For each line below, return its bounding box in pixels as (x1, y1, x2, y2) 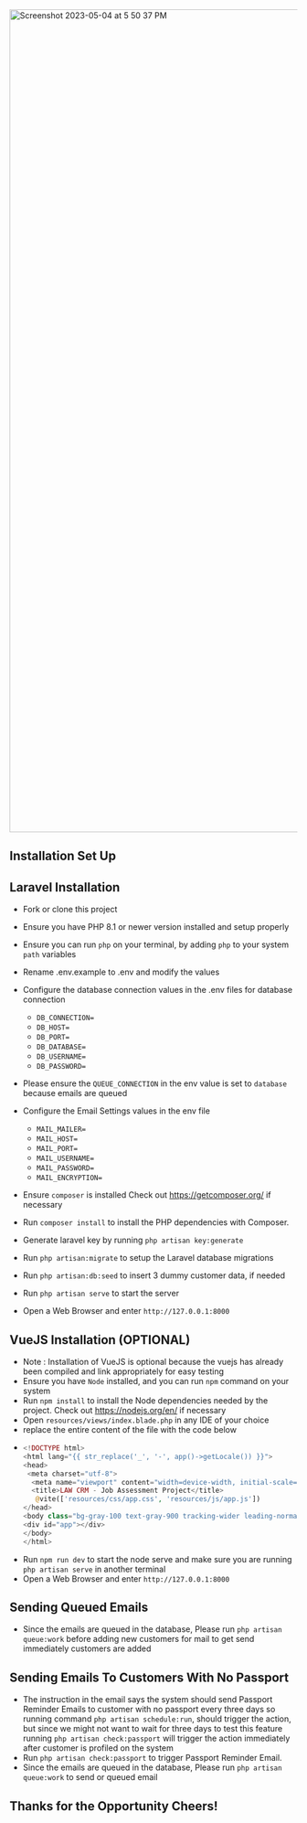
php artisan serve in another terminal (22, 1563, 166, 1574)
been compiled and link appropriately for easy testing (22, 1366, 224, 1377)
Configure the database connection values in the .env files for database (22, 985, 293, 996)
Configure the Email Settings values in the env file (22, 1105, 210, 1116)
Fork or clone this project (22, 904, 118, 915)
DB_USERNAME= (36, 1052, 87, 1061)
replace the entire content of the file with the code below (22, 1424, 238, 1435)
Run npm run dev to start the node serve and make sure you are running (22, 1553, 292, 1564)
